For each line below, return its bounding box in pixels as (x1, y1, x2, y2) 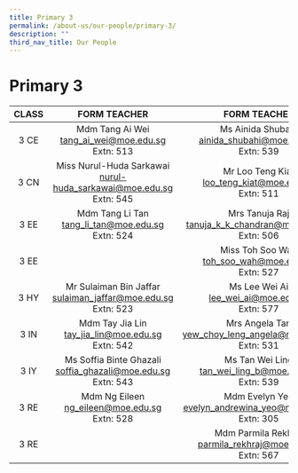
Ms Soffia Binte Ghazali (64, 354, 161, 367)
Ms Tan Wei (224, 354, 273, 367)
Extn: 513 (92, 146, 134, 158)
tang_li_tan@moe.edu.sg (61, 218, 164, 231)
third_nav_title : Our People (9, 37, 117, 47)
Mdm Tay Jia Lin (78, 317, 148, 329)
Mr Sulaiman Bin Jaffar (65, 280, 161, 293)
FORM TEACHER (77, 108, 149, 121)
